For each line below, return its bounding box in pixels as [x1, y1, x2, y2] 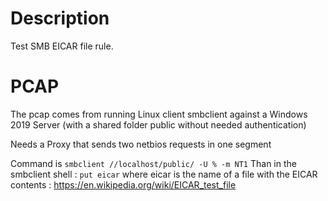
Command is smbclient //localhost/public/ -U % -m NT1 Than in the [10, 157, 297, 169]
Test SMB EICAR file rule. [10, 40, 114, 52]
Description [10, 7, 110, 30]
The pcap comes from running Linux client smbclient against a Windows [10, 108, 308, 120]
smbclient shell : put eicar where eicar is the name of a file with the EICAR [10, 168, 318, 180]
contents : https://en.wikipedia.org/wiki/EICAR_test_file [10, 178, 237, 191]
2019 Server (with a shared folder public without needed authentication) [10, 118, 307, 131]
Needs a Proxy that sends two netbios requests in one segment [10, 138, 272, 150]
